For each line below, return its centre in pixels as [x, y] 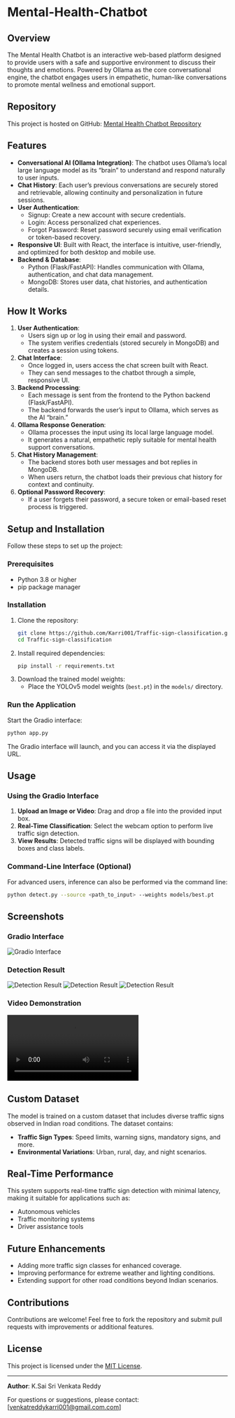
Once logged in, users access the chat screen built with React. [118, 365]
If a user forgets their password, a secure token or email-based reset [127, 499]
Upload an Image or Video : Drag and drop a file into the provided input [120, 811]
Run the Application [42, 705]
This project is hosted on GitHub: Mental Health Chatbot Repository [104, 123]
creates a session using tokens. [73, 351]
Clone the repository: [48, 620]
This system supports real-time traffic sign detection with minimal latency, [114, 1191]
